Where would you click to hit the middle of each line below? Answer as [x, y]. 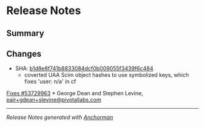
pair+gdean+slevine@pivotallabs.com [54, 100]
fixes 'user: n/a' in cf [50, 82]
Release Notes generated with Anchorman [60, 117]
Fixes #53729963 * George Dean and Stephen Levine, [75, 93]
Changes [24, 53]
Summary [25, 33]
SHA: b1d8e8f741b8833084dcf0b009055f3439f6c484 [84, 68]
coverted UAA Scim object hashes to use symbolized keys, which [106, 75]
